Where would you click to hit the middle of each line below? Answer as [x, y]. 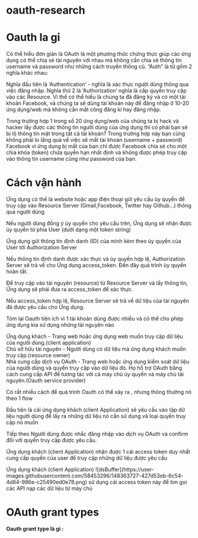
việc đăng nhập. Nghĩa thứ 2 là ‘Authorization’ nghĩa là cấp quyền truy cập [96, 91]
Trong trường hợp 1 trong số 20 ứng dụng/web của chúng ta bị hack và [92, 121]
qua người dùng [25, 212]
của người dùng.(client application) [49, 343]
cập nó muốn [22, 422]
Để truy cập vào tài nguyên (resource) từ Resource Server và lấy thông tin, [97, 283]
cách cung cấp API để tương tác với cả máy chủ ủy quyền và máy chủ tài [95, 374]
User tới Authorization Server [42, 247]
